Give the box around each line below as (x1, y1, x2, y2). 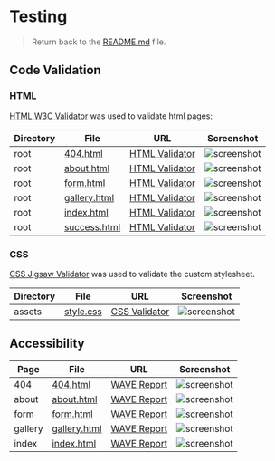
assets (14, 305, 43, 318)
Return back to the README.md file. (31, 36, 166, 47)
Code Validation (9, 62, 101, 78)
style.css (63, 305, 102, 318)
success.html (63, 220, 121, 233)
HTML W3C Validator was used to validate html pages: (9, 110, 213, 121)
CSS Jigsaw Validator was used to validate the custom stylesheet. (9, 268, 255, 279)
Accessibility (9, 336, 85, 351)
